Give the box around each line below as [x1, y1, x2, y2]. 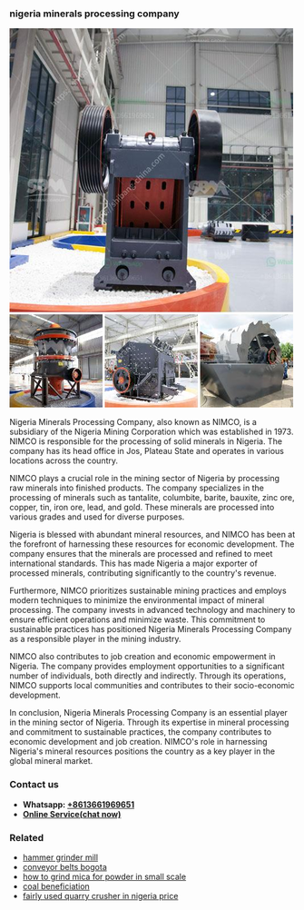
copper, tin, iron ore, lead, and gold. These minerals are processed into [9, 502, 275, 513]
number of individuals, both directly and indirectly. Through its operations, [9, 670, 287, 681]
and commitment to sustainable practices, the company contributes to [9, 727, 272, 737]
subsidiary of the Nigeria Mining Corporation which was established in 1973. [9, 426, 294, 438]
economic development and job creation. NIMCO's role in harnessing [9, 737, 268, 747]
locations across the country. [9, 455, 119, 466]
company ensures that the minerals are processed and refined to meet [9, 549, 273, 559]
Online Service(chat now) [22, 808, 122, 819]
